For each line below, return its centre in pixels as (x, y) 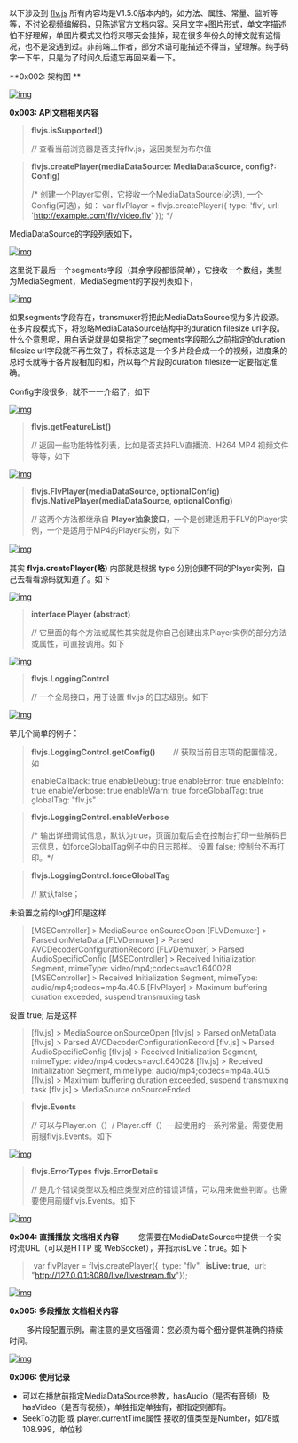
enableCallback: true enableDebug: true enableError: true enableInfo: (157, 781)
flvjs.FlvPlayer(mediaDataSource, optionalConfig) (125, 491)
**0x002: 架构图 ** (45, 77)
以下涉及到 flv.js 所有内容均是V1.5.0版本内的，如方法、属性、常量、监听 (140, 13)
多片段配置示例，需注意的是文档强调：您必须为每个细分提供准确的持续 (155, 1330)
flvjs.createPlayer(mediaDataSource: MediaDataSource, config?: (153, 166)
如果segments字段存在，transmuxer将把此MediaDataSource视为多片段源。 (147, 317)
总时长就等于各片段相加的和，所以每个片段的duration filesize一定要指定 (140, 362)
